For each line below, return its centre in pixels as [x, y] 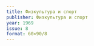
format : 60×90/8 [27, 34]
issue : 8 [17, 28]
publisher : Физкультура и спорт [47, 17]
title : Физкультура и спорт [42, 12]
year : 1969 [20, 23]
